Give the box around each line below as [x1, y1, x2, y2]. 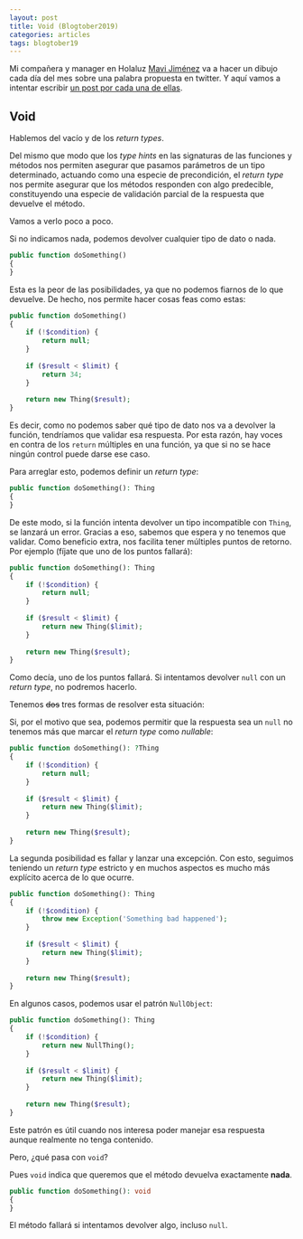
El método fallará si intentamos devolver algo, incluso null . [9, 1220, 228, 1231]
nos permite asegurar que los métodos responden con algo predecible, [9, 179, 274, 190]
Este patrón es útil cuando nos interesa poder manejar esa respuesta [9, 1124, 265, 1135]
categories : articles [9, 30, 91, 39]
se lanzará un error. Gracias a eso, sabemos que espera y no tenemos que [9, 526, 287, 537]
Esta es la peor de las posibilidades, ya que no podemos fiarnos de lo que [9, 284, 284, 295]
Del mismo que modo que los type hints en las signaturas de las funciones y [9, 150, 293, 161]
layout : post [9, 13, 59, 23]
